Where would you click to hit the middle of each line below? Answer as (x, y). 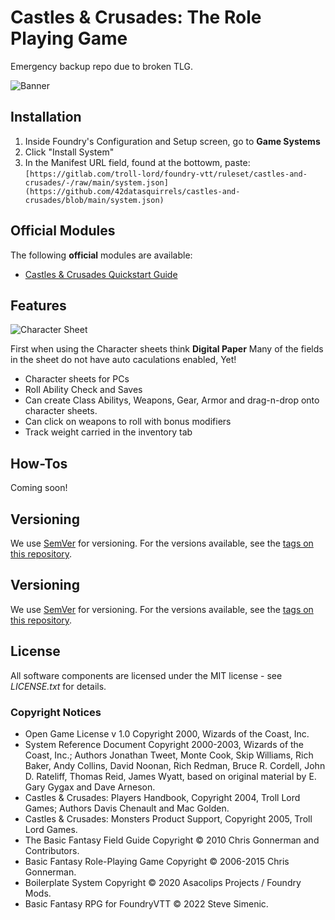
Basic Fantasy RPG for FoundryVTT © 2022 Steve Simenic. (146, 903)
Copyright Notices (56, 712)
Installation (46, 117)
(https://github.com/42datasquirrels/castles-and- (132, 191)
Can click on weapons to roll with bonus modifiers (128, 422)
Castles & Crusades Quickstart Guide (101, 274)
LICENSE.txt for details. (58, 686)
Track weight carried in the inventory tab (108, 432)
